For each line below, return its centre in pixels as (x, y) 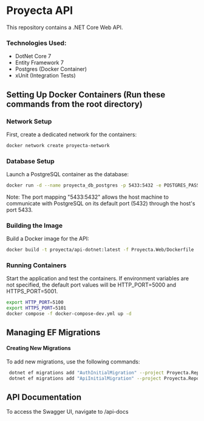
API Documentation (44, 397)
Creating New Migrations (39, 348)
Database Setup (30, 161)
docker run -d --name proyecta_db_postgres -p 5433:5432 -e (84, 185)
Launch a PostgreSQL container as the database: (68, 174)
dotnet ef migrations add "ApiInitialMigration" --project (85, 378)
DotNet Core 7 (33, 56)
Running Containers (36, 265)
